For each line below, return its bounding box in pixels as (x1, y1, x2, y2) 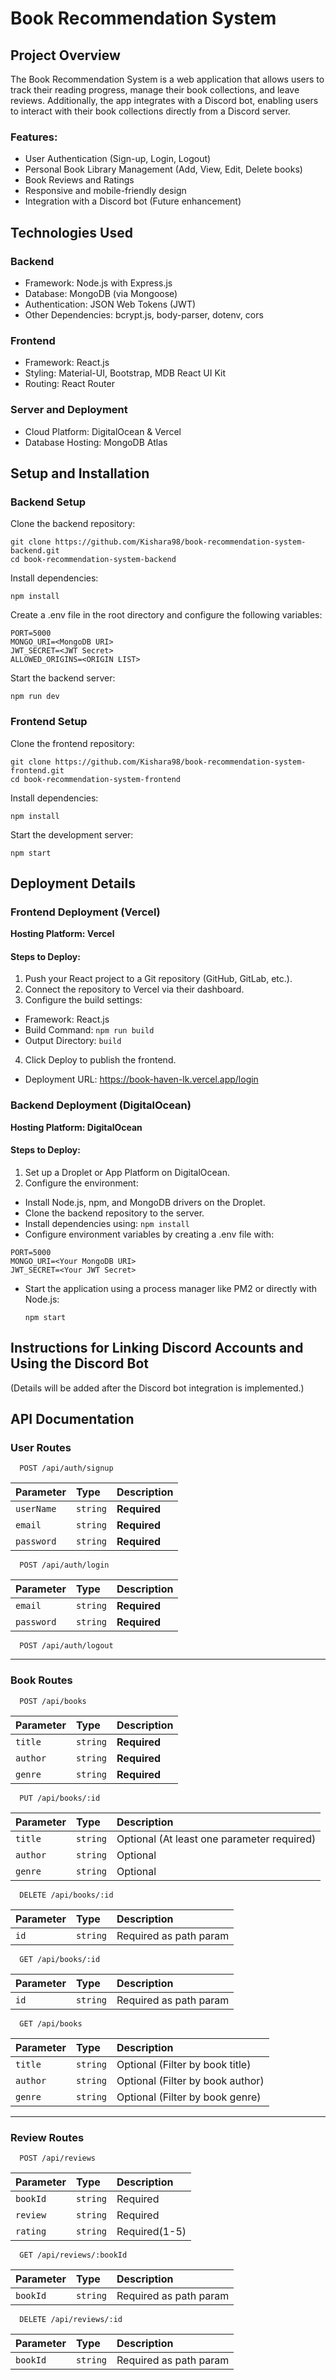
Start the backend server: (10, 672, 116, 684)
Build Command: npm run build (24, 1024, 155, 1036)
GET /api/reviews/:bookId (19, 2250, 128, 2261)
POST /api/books (19, 1696, 87, 1706)
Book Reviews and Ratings (24, 174, 135, 186)
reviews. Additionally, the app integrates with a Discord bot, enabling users (10, 95, 319, 106)
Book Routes (10, 1673, 73, 1687)
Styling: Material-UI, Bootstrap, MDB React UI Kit (24, 367, 227, 379)
